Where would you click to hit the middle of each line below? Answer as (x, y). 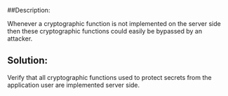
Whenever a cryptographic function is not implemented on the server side (114, 23)
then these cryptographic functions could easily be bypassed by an (105, 31)
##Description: (29, 10)
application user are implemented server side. (74, 85)
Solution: (27, 61)
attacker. (20, 39)
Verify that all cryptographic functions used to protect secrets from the (109, 77)
